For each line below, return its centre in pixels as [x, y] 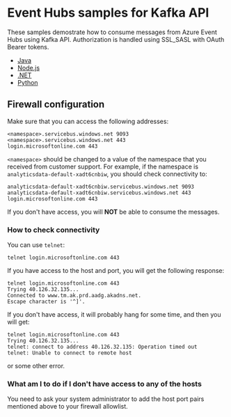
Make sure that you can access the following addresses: [88, 121]
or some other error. [36, 366]
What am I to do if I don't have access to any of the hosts [104, 384]
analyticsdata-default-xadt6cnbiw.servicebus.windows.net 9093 [101, 187]
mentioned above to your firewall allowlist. [68, 407]
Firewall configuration [56, 105]
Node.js [29, 68]
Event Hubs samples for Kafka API [108, 13]
